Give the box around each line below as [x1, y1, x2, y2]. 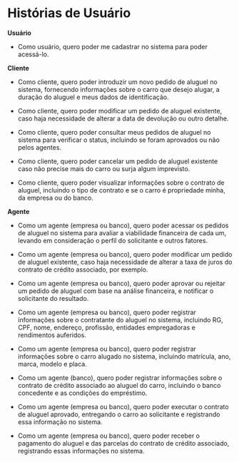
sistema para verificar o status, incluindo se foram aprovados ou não [17, 135, 220, 144]
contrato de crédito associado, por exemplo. [17, 265, 148, 274]
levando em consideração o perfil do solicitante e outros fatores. [17, 236, 208, 245]
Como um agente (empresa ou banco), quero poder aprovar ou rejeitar [17, 279, 226, 287]
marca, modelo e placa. [17, 359, 87, 368]
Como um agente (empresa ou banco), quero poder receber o [17, 431, 200, 440]
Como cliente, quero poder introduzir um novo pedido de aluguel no [17, 77, 218, 86]
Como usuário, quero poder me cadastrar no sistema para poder [17, 42, 208, 51]
